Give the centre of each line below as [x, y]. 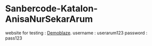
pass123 [14, 38]
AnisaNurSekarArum [49, 19]
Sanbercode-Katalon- [52, 9]
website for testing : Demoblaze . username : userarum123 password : [76, 33]
